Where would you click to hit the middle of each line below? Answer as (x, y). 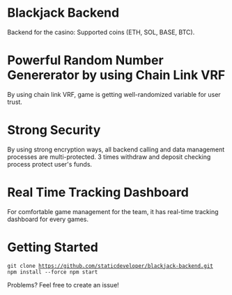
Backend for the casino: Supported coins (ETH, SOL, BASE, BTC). (101, 32)
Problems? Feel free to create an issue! (63, 285)
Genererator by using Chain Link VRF (116, 75)
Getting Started (53, 247)
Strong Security (54, 130)
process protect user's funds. (50, 164)
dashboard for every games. (48, 219)
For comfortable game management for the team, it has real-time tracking (113, 211)
